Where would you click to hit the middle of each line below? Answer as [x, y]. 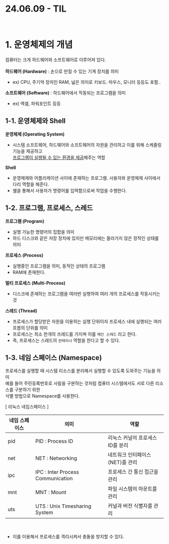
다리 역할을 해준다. [31, 184]
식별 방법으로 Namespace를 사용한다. [43, 396]
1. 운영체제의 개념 [39, 45]
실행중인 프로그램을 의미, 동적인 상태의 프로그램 [59, 266]
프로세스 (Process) [24, 255]
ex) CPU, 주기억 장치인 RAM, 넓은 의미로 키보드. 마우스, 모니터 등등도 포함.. [87, 82]
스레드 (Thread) [21, 310]
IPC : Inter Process [57, 472]
